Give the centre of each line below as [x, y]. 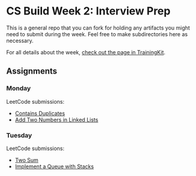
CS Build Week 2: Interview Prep [88, 11]
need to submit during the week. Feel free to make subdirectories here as [97, 34]
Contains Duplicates [40, 113]
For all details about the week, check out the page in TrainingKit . [86, 52]
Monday [19, 89]
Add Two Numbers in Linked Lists [57, 119]
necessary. [20, 40]
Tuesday [19, 135]
